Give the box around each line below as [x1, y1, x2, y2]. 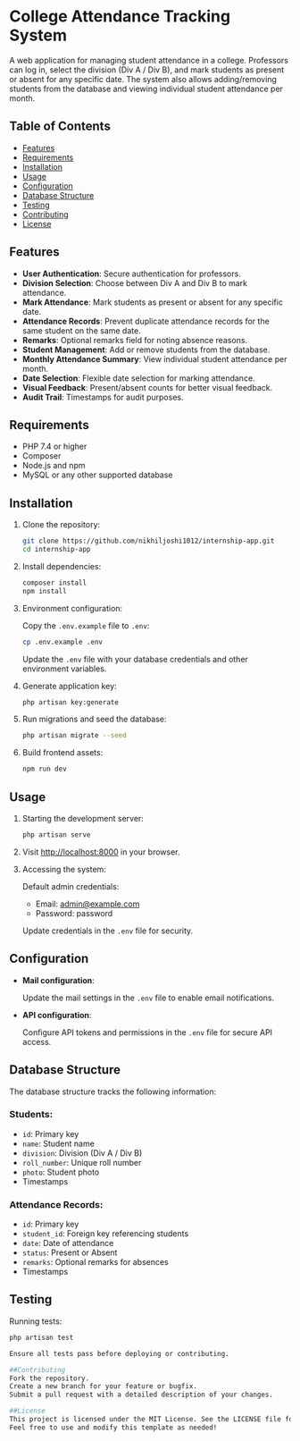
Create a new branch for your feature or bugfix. [9, 1382, 198, 1391]
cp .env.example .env [21, 637, 103, 646]
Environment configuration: [21, 603, 123, 613]
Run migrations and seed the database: [21, 713, 167, 725]
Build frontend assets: [21, 747, 104, 758]
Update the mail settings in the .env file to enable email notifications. [21, 992, 275, 1003]
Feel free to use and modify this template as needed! [9, 1423, 218, 1432]
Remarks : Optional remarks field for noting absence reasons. [21, 334, 248, 345]
